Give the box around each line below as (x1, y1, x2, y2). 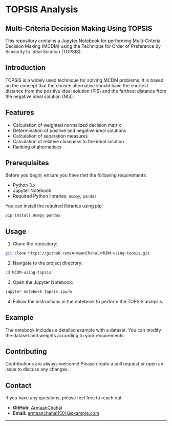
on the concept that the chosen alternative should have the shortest (5, 82, 148, 88)
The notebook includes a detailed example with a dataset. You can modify (5, 327, 161, 333)
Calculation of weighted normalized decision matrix (12, 122, 121, 128)
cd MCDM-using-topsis (5, 270, 52, 275)
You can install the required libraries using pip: (5, 203, 103, 209)
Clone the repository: (12, 241, 58, 247)
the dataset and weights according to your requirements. (5, 332, 125, 338)
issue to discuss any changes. (5, 366, 69, 373)
